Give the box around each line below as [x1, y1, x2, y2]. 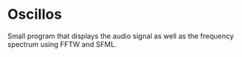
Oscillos [7, 5, 63, 23]
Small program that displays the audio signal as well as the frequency [7, 31, 235, 41]
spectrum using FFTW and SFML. [7, 39, 117, 48]
